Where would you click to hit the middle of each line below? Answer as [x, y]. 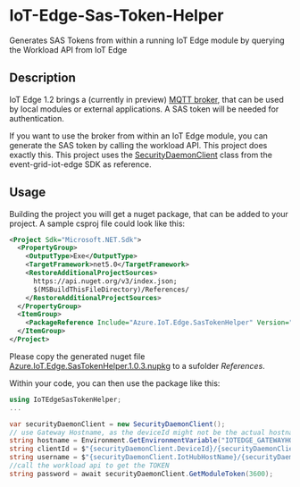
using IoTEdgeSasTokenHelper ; [66, 399]
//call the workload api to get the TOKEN [89, 466]
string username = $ [48, 458]
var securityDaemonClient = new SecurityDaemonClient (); [117, 424]
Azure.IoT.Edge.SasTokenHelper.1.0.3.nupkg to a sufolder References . [137, 365]
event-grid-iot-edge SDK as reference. [80, 164]
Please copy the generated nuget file [77, 356]
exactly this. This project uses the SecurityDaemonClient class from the [141, 155]
